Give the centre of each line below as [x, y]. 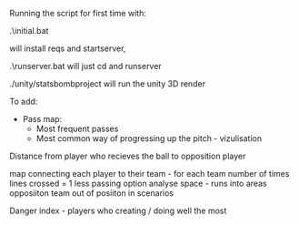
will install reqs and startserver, [68, 48]
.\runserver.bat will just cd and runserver [85, 66]
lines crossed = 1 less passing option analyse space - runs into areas [138, 183]
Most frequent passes [77, 128]
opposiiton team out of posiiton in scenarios [92, 193]
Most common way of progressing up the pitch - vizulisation [149, 138]
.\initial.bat [29, 31]
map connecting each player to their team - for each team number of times [149, 174]
